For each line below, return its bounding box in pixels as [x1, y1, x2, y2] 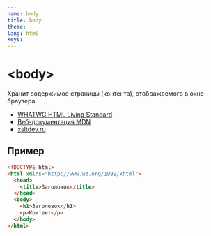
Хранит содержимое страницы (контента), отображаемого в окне [7, 89, 204, 98]
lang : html [7, 29, 39, 37]
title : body [7, 17, 42, 24]
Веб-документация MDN [17, 118, 91, 126]
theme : [7, 23, 26, 30]
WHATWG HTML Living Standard [17, 110, 113, 119]
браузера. [7, 97, 37, 105]
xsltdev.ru [17, 125, 47, 133]
